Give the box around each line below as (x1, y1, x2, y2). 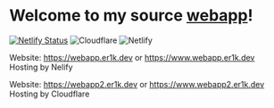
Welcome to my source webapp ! (9, 5, 253, 26)
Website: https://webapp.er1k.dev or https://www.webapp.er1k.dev (9, 52, 255, 62)
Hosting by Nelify (9, 62, 73, 72)
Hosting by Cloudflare (9, 88, 90, 99)
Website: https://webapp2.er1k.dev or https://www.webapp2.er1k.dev (9, 79, 265, 89)
